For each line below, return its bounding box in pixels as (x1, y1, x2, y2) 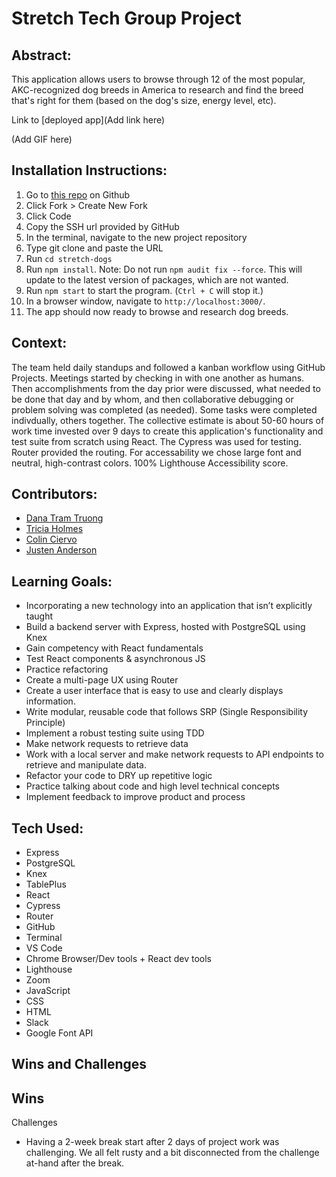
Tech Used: (11, 820, 84, 837)
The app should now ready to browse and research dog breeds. (25, 305, 289, 317)
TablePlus (25, 878, 67, 891)
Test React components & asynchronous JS (25, 653, 206, 665)
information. (25, 695, 76, 707)
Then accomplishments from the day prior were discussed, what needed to (11, 382, 321, 394)
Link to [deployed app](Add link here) (11, 114, 166, 126)
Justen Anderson (25, 544, 98, 556)
